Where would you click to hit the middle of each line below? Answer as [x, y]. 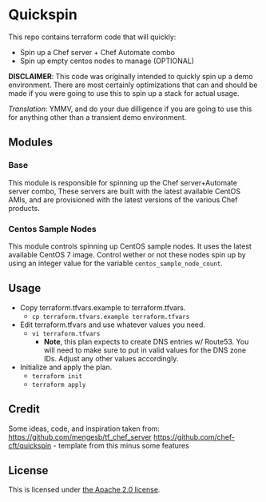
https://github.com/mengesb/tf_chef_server [80, 436]
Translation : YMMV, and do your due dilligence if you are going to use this [130, 109]
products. [24, 208]
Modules [31, 143]
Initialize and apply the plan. [66, 367]
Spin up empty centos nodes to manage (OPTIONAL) [107, 61]
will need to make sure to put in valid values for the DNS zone [145, 350]
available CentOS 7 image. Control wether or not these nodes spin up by [127, 254]
